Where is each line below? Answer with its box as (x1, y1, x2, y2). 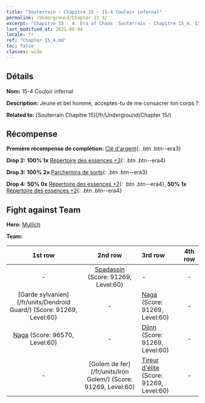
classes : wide (6, 49, 43, 55)
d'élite (142, 364, 160, 372)
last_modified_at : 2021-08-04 (6, 26, 84, 32)
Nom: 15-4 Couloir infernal (6, 87, 73, 95)
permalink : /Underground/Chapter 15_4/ (6, 15, 108, 21)
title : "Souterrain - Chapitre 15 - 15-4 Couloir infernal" (6, 9, 163, 15)
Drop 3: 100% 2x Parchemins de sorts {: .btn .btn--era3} (6, 169, 148, 176)
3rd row (142, 251, 165, 260)
